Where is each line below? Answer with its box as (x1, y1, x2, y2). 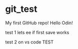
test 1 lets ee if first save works (5, 29, 69, 35)
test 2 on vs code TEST (5, 39, 54, 45)
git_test (5, 3, 38, 15)
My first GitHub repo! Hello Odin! (5, 20, 73, 26)
